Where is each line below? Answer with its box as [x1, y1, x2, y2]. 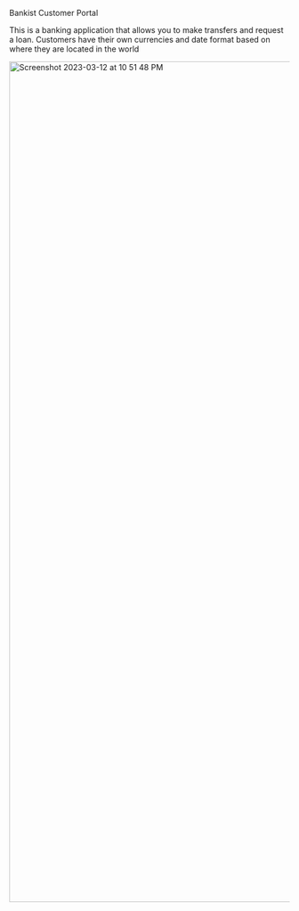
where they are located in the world [9, 44, 140, 54]
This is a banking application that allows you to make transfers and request [9, 25, 284, 35]
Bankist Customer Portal [9, 8, 99, 18]
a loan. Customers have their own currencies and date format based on [9, 35, 271, 44]
